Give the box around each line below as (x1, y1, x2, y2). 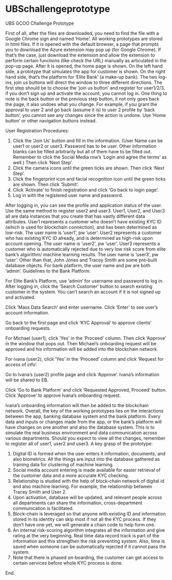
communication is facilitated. (12, 505, 74, 511)
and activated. (5, 294, 36, 300)
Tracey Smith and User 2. (12, 488, 67, 495)
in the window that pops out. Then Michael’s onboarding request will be (5, 340, 157, 346)
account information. (5, 309, 50, 315)
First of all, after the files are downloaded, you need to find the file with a (5, 30, 159, 36)
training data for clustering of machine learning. (12, 461, 114, 467)
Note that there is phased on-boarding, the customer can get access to (12, 554, 164, 560)
